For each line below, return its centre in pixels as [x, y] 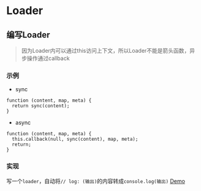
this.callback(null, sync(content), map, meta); [75, 139]
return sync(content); [41, 106]
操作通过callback [48, 58]
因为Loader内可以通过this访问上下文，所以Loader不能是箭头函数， [105, 51]
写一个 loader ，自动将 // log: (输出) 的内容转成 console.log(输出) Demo [96, 181]
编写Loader [28, 35]
